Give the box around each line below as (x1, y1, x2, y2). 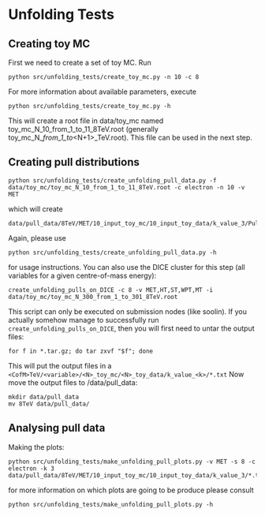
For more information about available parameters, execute (8, 87, 197, 96)
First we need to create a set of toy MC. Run (8, 58, 151, 67)
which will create (8, 204, 63, 214)
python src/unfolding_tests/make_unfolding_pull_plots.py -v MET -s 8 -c (8, 458, 256, 466)
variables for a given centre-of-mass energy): (8, 271, 157, 280)
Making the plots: (8, 442, 65, 451)
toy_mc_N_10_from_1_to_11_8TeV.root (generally (8, 125, 159, 133)
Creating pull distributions (8, 155, 140, 169)
